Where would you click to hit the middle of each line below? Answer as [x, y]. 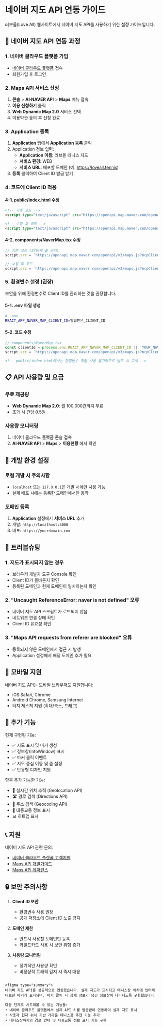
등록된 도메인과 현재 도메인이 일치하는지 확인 [54, 586]
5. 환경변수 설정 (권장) [29, 282]
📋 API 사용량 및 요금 [34, 377]
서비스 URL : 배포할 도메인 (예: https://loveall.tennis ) [69, 167]
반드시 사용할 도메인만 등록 [45, 939]
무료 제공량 [17, 394]
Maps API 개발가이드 [32, 864]
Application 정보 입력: [33, 149]
